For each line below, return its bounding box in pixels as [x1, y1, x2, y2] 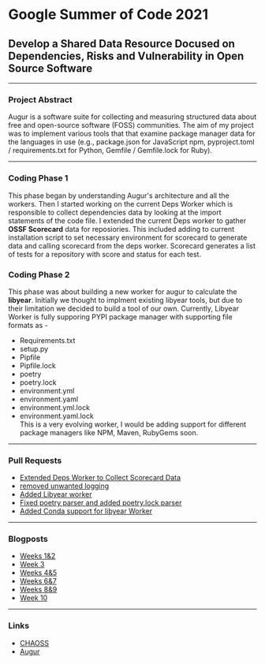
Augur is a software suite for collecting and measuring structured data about [8, 112, 257, 121]
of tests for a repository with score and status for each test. [8, 249, 202, 259]
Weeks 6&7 [19, 576, 57, 586]
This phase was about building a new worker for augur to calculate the [8, 286, 237, 297]
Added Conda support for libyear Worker [19, 506, 152, 516]
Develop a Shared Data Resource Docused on [8, 37, 235, 50]
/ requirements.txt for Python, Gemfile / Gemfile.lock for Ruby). [8, 146, 213, 155]
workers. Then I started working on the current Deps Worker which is [8, 199, 233, 208]
